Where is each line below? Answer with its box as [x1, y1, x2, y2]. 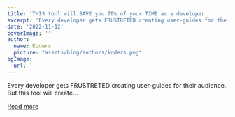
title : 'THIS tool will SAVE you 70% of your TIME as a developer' [7, 10, 208, 17]
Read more [7, 102, 39, 110]
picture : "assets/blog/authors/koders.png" [13, 49, 142, 56]
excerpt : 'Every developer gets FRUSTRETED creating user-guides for [7, 17, 215, 24]
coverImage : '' [7, 29, 52, 37]
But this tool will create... [7, 88, 78, 97]
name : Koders [13, 42, 52, 49]
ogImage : [7, 56, 33, 63]
